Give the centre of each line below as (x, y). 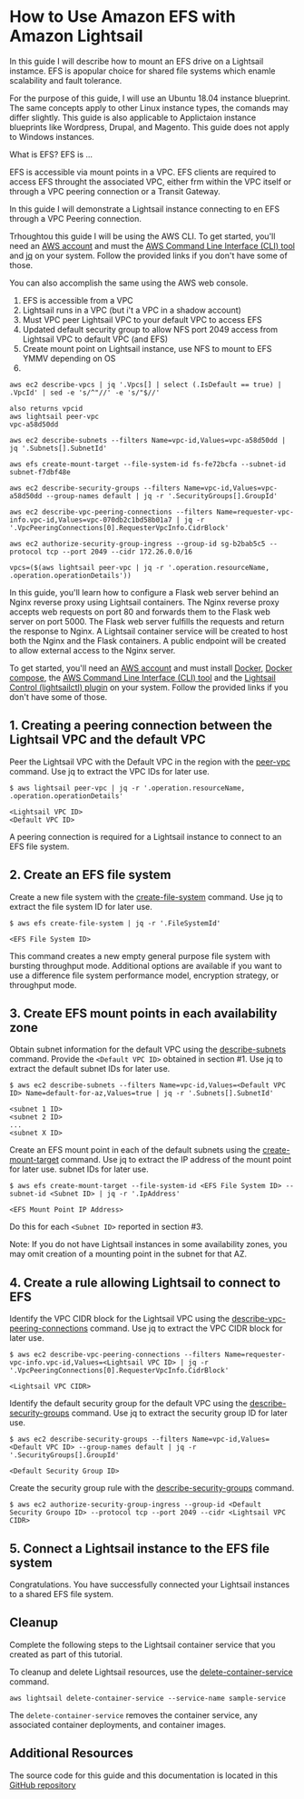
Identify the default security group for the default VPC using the (128, 1404)
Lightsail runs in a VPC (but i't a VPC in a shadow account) (132, 310)
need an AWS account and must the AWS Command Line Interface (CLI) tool (152, 245)
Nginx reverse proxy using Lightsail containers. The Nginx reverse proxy (144, 602)
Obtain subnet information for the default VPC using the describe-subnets (148, 1049)
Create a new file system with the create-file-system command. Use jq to (146, 896)
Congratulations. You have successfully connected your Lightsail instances (150, 1584)
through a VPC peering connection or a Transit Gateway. (115, 191)
